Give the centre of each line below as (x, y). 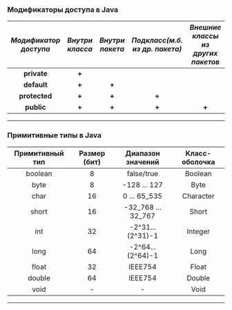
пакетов (205, 62)
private (35, 74)
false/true (143, 173)
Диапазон (143, 153)
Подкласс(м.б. (157, 41)
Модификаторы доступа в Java (63, 10)
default (36, 85)
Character (199, 196)
